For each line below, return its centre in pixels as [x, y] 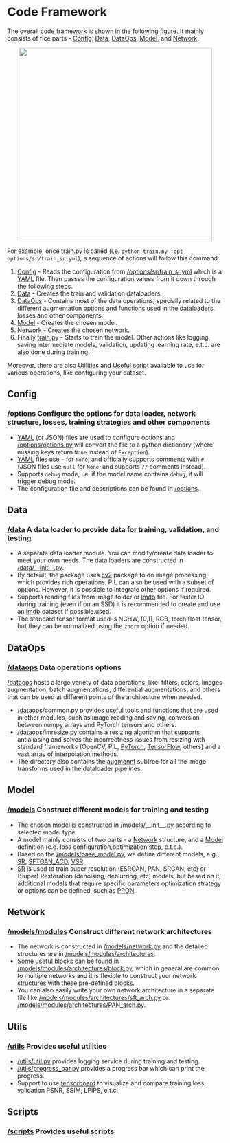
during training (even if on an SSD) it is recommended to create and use [119, 604]
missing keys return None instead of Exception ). [83, 452]
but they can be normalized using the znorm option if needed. [103, 626]
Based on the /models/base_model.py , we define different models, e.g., [118, 854]
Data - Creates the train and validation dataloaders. [90, 293]
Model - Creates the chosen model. [67, 322]
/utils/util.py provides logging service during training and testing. [108, 1061]
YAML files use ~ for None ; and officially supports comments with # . [111, 459]
